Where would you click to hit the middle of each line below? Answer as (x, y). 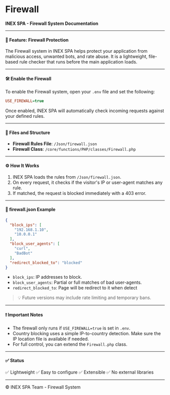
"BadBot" (24, 253)
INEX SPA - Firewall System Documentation (52, 23)
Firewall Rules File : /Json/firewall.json (55, 144)
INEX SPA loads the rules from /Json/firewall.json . (67, 177)
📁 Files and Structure (28, 133)
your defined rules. (25, 116)
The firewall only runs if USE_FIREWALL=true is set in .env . (71, 328)
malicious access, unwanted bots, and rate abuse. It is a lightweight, (76, 56)
